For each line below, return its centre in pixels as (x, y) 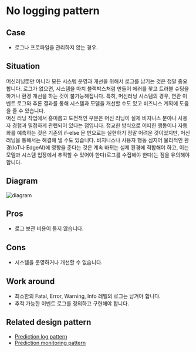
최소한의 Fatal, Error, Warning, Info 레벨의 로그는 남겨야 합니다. (88, 296)
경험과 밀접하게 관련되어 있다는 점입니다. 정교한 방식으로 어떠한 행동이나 (94, 125)
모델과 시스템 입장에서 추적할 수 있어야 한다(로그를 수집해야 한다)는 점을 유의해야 (98, 155)
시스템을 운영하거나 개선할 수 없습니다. (58, 263)
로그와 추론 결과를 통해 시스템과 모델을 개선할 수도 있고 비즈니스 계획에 (97, 103)
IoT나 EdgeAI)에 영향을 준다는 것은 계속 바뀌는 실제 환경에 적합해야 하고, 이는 (101, 147)
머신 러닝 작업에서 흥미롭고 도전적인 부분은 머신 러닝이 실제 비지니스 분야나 (92, 118)
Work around (31, 281)
